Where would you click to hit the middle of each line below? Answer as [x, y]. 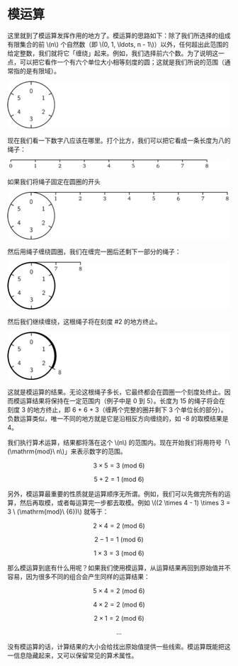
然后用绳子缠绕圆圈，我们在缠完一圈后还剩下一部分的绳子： [94, 252]
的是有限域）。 [40, 71]
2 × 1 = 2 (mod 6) [119, 619]
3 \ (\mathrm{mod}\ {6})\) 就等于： [58, 512]
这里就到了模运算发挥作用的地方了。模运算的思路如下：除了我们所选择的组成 [119, 35]
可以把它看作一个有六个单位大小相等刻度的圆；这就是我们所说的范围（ [122, 62]
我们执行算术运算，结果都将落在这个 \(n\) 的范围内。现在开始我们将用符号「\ [119, 443]
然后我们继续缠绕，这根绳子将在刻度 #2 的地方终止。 [84, 322]
